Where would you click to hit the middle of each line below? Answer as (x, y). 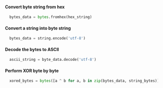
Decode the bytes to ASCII (32, 49)
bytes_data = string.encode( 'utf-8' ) (48, 38)
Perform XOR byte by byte (32, 70)
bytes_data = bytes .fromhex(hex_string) (51, 17)
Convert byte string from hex (35, 7)
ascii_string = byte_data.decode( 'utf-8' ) (53, 60)
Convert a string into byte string (38, 28)
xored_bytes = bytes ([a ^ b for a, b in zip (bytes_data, (68, 81)
